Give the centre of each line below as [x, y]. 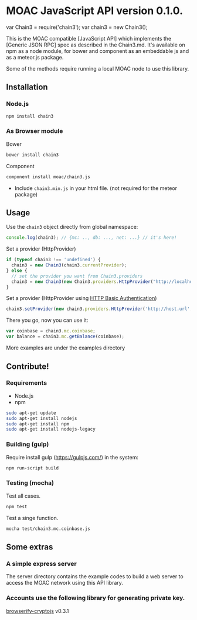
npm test [17, 506]
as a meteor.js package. [35, 57]
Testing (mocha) [30, 483]
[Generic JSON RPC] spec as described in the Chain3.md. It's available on [96, 45]
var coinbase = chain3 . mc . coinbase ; [51, 331]
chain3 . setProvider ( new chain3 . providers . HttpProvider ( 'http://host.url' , [99, 309]
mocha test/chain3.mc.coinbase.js [48, 529]
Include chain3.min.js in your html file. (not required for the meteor [96, 188]
